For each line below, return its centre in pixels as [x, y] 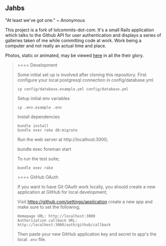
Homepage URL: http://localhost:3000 [56, 216]
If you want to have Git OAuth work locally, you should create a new [86, 187]
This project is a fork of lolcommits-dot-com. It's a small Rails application [80, 30]
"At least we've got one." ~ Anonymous [45, 20]
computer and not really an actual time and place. [56, 46]
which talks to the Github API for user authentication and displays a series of [83, 35]
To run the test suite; [38, 158]
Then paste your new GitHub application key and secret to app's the [87, 234]
